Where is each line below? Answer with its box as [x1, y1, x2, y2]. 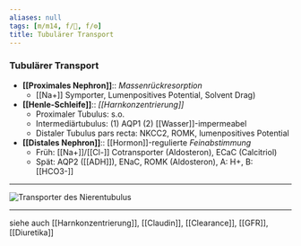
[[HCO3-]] [35, 165, 74, 176]
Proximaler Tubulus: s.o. [35, 109, 125, 119]
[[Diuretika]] [9, 226, 54, 238]
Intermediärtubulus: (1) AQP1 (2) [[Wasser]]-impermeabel [35, 118, 247, 128]
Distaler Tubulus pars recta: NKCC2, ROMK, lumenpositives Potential [35, 127, 289, 138]
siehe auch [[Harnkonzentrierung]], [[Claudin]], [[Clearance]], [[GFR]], [9, 217, 269, 228]
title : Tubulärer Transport [9, 30, 115, 39]
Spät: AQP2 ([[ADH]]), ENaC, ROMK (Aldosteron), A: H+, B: [35, 156, 254, 167]
